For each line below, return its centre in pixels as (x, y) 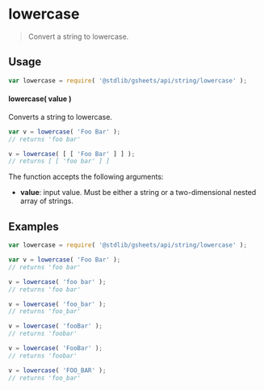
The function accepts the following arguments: (86, 177)
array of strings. (47, 201)
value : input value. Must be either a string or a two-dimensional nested (138, 193)
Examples (34, 226)
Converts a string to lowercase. (61, 117)
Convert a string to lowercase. (78, 36)
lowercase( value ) (40, 99)
